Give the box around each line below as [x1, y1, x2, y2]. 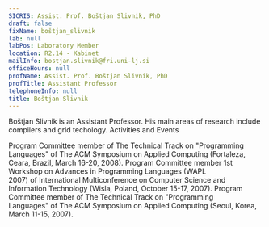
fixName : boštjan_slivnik [8, 27, 95, 35]
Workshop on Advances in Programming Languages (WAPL [8, 166, 207, 176]
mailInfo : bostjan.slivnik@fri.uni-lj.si [8, 57, 150, 65]
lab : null [8, 34, 42, 43]
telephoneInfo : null [8, 86, 78, 95]
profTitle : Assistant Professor [8, 79, 117, 87]
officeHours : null [8, 65, 70, 73]
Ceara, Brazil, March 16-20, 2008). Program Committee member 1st [8, 158, 233, 168]
